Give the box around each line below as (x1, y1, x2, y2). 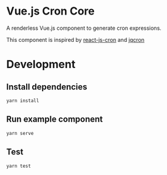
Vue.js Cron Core (6, 4, 95, 18)
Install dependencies (6, 81, 87, 92)
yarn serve (6, 130, 34, 136)
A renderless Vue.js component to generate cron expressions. (6, 24, 162, 32)
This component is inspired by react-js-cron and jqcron (6, 36, 145, 43)
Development (6, 58, 76, 71)
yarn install (6, 97, 39, 104)
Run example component (6, 114, 103, 125)
